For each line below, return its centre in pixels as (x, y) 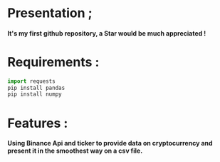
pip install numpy (35, 94)
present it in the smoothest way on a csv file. (75, 151)
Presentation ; (50, 13)
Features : (38, 123)
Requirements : (53, 62)
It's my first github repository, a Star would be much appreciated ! (107, 33)
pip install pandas (36, 88)
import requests (31, 81)
